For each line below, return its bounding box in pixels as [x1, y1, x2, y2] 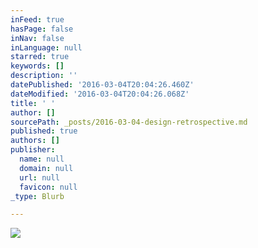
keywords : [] [10, 61, 65, 71]
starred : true [10, 52, 70, 62]
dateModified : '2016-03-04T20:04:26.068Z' [10, 89, 190, 99]
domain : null [19, 163, 74, 173]
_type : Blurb [10, 191, 65, 201]
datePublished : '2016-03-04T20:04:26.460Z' [10, 80, 195, 90]
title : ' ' [10, 98, 56, 108]
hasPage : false [10, 24, 74, 34]
